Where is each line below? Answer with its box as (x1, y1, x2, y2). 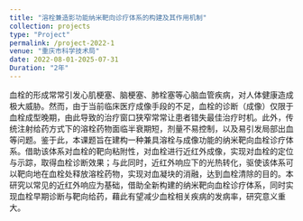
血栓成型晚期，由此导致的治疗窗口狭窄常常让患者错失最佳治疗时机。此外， (9, 112, 286, 123)
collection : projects (9, 22, 91, 31)
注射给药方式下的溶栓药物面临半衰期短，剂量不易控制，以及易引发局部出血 (16, 123, 294, 134)
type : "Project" (9, 30, 70, 39)
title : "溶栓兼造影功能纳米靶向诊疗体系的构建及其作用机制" (9, 13, 207, 23)
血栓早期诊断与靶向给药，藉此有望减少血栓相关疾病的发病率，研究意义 (16, 190, 278, 201)
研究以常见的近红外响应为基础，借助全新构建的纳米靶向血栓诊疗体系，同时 (9, 180, 286, 190)
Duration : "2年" (9, 64, 69, 73)
